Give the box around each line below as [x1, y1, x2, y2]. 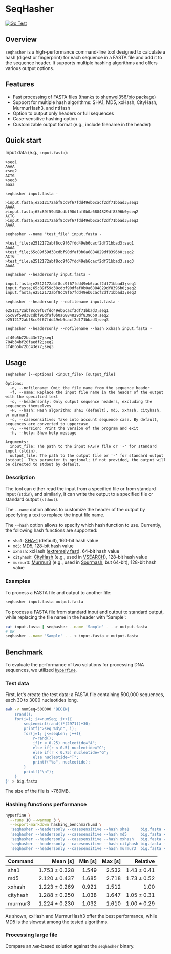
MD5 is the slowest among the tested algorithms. [5, 918, 109, 925]
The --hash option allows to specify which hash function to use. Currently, [5, 522, 162, 528]
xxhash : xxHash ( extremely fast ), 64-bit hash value [12, 548, 119, 554]
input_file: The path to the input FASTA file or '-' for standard [10, 444, 157, 449]
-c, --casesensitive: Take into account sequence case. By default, [10, 417, 159, 422]
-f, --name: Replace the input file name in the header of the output [10, 390, 164, 395]
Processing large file [5, 931, 58, 939]
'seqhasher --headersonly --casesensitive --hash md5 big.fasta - [10, 832, 166, 837]
